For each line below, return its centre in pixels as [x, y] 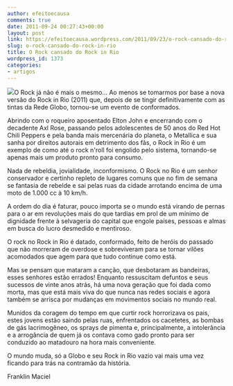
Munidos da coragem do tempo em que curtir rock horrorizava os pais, [109, 313]
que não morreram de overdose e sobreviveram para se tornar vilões [106, 249]
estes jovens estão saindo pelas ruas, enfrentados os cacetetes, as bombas [115, 320]
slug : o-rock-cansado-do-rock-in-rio [62, 46]
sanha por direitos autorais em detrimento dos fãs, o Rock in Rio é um [106, 142]
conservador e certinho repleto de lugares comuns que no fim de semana [112, 178]
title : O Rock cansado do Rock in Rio [63, 53]
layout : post [26, 33]
